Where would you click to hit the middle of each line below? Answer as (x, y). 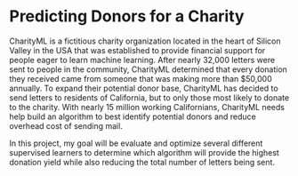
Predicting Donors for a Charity (127, 16)
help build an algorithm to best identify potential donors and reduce (133, 116)
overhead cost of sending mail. (66, 125)
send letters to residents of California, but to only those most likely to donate (149, 97)
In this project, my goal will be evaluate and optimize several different (136, 143)
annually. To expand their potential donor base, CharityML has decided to (144, 88)
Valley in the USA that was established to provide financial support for (137, 50)
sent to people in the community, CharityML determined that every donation (148, 69)
